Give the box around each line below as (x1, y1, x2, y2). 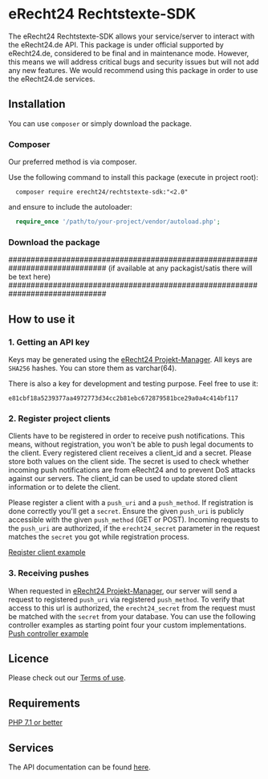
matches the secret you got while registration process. (8, 532, 190, 542)
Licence (8, 651, 50, 665)
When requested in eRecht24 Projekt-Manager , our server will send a (8, 585, 238, 595)
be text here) (8, 272, 51, 282)
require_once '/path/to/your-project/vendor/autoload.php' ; (15, 218, 221, 226)
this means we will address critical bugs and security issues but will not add (8, 57, 259, 67)
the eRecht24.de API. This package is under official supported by (8, 39, 225, 49)
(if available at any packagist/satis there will (108, 263, 253, 273)
